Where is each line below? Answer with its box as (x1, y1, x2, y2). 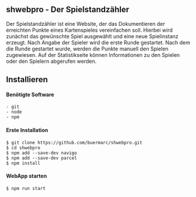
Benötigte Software (6, 91, 54, 98)
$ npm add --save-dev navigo (6, 150, 77, 156)
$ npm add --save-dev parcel (6, 155, 77, 161)
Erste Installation (6, 127, 49, 134)
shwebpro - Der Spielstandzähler (6, 5, 130, 15)
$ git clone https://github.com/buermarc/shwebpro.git (6, 140, 143, 145)
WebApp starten (6, 172, 47, 179)
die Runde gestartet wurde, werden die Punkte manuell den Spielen (6, 45, 169, 52)
